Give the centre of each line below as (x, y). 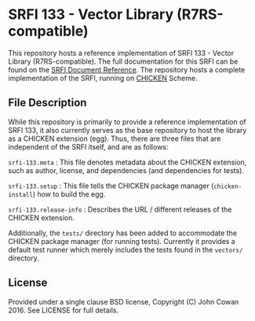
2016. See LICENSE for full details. (64, 310)
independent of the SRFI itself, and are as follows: (88, 146)
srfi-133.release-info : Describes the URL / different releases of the (120, 209)
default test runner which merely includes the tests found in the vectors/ (126, 249)
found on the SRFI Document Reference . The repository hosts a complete (127, 69)
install (21, 194)
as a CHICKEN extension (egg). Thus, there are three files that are (115, 138)
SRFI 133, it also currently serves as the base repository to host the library (127, 130)
